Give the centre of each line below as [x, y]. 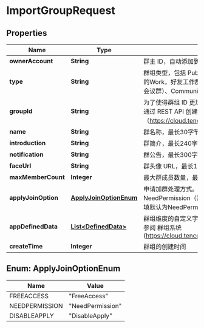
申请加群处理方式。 [171, 189]
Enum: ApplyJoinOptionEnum [63, 269]
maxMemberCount [37, 177]
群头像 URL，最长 [168, 166]
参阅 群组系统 [163, 227]
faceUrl [20, 166]
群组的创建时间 [165, 247]
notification [26, 154]
